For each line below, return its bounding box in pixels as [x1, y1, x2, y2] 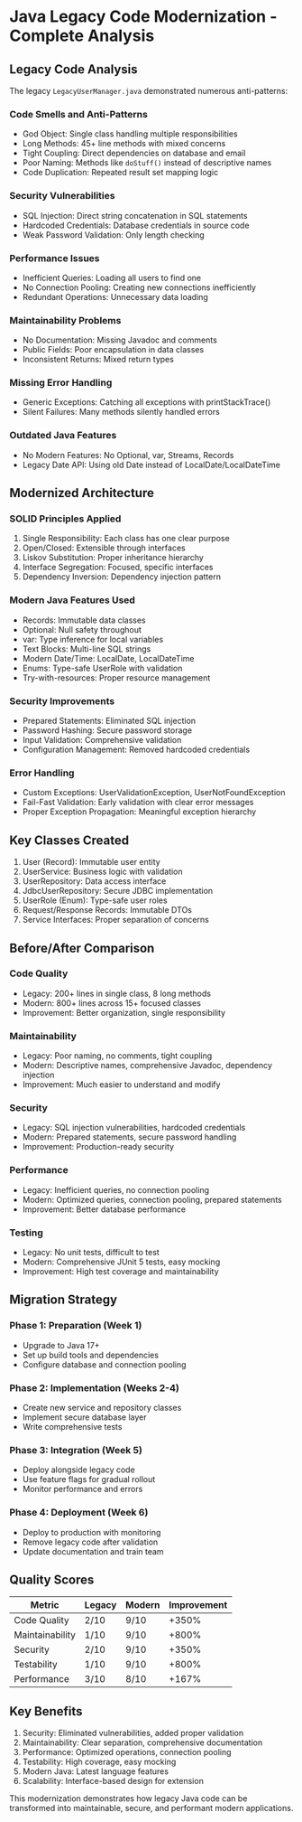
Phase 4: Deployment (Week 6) [9, 1507, 149, 1519]
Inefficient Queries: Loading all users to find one [22, 272, 202, 283]
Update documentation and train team [22, 1545, 164, 1556]
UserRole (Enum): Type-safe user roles [22, 895, 169, 906]
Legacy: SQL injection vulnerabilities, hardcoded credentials [22, 1122, 246, 1133]
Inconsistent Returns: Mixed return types [22, 354, 174, 365]
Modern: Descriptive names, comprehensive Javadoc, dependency [22, 1060, 273, 1071]
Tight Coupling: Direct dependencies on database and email [22, 147, 246, 159]
